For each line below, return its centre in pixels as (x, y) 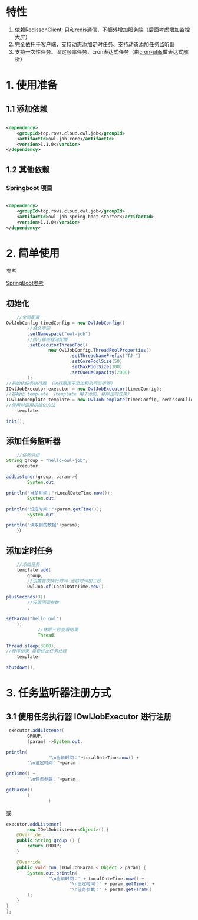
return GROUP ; (44, 846)
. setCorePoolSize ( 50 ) (96, 361)
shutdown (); (21, 667)
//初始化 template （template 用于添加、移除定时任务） (69, 394)
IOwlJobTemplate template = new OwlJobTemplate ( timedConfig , (83, 400)
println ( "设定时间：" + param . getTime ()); (54, 509)
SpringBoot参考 (25, 283)
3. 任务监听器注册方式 (59, 693)
